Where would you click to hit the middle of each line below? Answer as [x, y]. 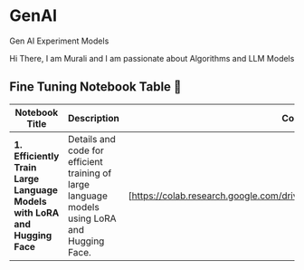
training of [90, 173]
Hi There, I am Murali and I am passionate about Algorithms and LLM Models [152, 58]
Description [93, 118]
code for [85, 150]
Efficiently [37, 156]
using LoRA [92, 218]
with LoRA [37, 212]
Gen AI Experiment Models [59, 41]
